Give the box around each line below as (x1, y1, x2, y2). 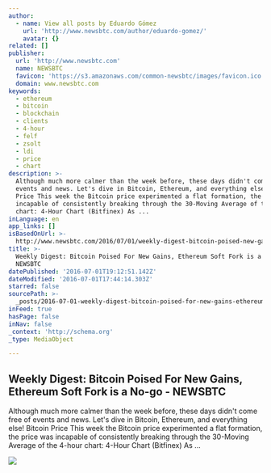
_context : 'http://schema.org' (8, 327, 114, 336)
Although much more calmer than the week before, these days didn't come (8, 406, 258, 416)
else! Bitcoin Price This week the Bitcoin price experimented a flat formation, (8, 424, 263, 433)
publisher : (8, 49, 45, 57)
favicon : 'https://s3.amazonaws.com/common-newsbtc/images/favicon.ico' (15, 72, 265, 80)
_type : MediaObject (8, 335, 74, 344)
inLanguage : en (8, 215, 60, 223)
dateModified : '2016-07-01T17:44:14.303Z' (8, 275, 153, 283)
